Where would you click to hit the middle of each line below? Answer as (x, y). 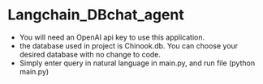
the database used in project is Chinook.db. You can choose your (129, 45)
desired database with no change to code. (90, 54)
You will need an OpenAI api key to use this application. (112, 37)
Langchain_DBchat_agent (96, 15)
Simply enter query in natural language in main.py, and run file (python (137, 63)
